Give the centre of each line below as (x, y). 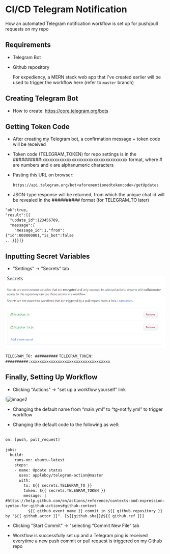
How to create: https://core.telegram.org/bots (60, 111)
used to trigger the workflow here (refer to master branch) (73, 82)
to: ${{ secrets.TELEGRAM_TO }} (58, 485)
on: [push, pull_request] (33, 439)
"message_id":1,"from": (40, 230)
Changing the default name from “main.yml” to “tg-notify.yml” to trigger (88, 409)
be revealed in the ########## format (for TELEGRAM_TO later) (81, 200)
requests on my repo (27, 29)
